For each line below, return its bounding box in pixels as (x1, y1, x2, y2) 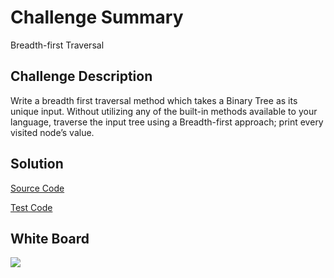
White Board (10, 230, 90, 247)
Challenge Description (10, 68, 153, 85)
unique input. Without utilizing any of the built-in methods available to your (10, 105, 318, 117)
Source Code (10, 182, 65, 194)
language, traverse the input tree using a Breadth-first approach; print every (10, 116, 324, 128)
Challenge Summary (10, 6, 184, 29)
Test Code (10, 201, 53, 213)
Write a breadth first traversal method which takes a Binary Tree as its (10, 94, 298, 106)
